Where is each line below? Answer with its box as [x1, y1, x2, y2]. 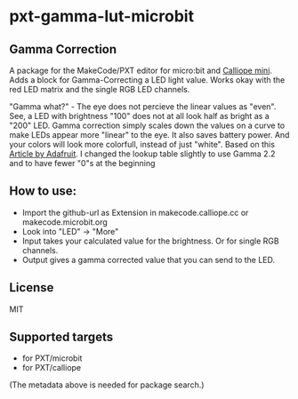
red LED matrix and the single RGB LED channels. [9, 84, 190, 94]
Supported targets [9, 330, 114, 345]
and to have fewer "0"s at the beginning [9, 158, 156, 168]
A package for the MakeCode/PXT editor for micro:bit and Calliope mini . [9, 65, 273, 76]
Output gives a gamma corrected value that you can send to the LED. [21, 254, 276, 265]
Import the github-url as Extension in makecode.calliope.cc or [21, 207, 249, 218]
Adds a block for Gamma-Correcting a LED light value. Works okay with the [9, 75, 286, 85]
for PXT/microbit [21, 353, 83, 363]
